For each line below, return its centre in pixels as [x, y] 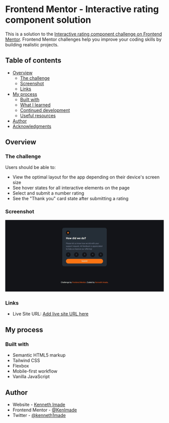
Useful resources [38, 115]
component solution [48, 20]
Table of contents [33, 61]
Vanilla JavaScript [31, 377]
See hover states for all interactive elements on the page [71, 188]
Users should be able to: [31, 167]
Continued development [45, 110]
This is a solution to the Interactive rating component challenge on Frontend [84, 34]
